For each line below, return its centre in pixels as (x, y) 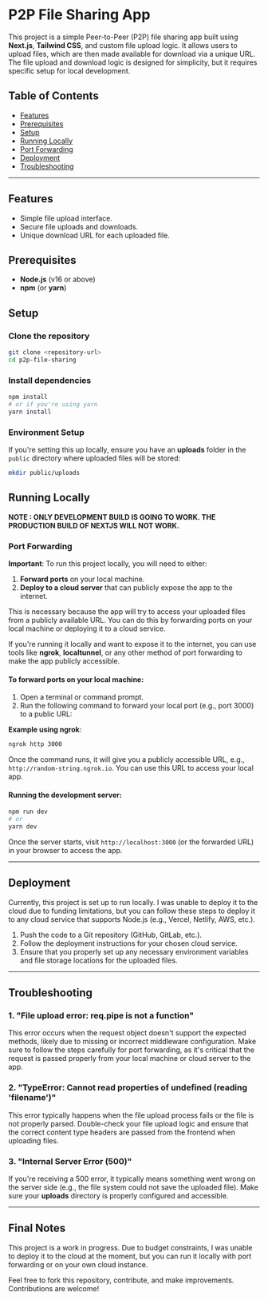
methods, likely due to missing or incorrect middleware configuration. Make (132, 1042)
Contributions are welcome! (54, 1288)
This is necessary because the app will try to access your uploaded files (127, 612)
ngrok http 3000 (35, 744)
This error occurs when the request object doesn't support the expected (127, 1033)
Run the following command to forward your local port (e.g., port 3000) (137, 706)
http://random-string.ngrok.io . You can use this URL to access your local (131, 768)
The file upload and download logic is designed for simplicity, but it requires (133, 62)
